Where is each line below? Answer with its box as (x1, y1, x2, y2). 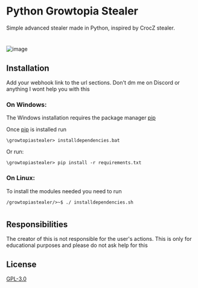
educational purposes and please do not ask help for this (6, 242, 148, 249)
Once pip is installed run (6, 126, 67, 133)
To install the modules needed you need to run (6, 187, 122, 194)
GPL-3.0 (6, 275, 27, 282)
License (6, 259, 37, 269)
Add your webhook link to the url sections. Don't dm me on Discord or (6, 78, 180, 86)
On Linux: (6, 174, 35, 182)
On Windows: (6, 100, 47, 109)
